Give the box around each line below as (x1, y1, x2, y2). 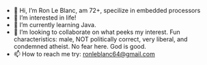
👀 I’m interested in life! (13, 14, 77, 22)
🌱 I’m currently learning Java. (13, 21, 97, 28)
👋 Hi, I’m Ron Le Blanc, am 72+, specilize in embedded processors (13, 7, 201, 14)
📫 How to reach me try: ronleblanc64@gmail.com (13, 50, 155, 58)
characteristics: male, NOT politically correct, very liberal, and (13, 35, 188, 43)
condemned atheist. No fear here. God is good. (13, 43, 147, 50)
